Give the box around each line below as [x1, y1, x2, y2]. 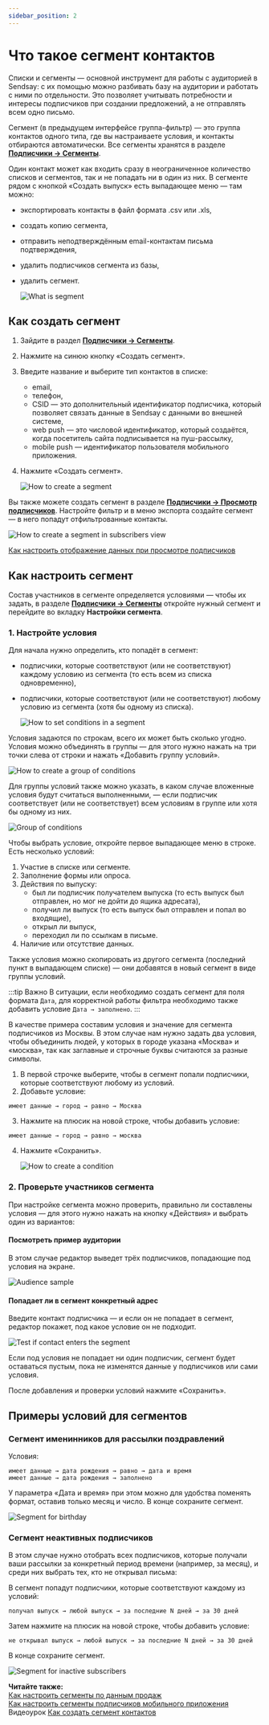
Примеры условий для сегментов [8, 1409, 188, 1422]
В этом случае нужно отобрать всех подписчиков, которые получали [8, 1551, 247, 1560]
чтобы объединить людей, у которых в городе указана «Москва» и [8, 1037, 239, 1046]
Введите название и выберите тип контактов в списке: [19, 367, 209, 377]
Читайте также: [8, 1682, 63, 1691]
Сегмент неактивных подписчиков [8, 1531, 153, 1543]
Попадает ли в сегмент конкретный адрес [8, 1295, 159, 1305]
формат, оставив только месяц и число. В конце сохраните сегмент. [8, 1496, 243, 1506]
